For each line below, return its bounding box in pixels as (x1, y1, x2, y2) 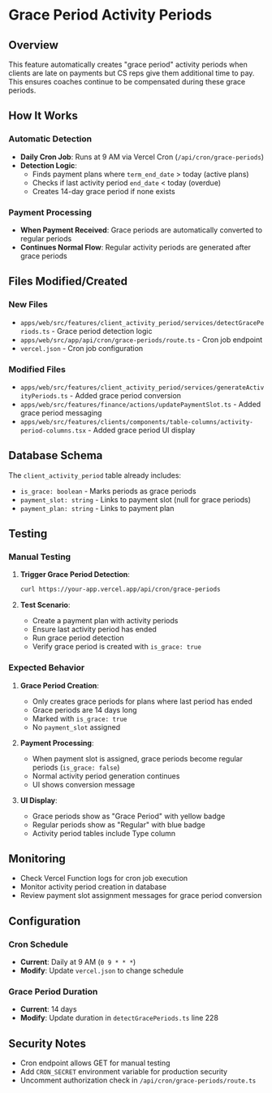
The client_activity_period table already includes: (8, 470, 181, 480)
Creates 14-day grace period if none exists (32, 186, 176, 196)
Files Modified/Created (8, 275, 128, 288)
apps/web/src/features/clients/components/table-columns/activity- (19, 418, 253, 426)
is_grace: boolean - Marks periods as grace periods (19, 486, 196, 496)
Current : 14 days (19, 1004, 77, 1014)
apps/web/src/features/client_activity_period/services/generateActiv (19, 384, 265, 392)
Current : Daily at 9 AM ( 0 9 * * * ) (19, 957, 136, 967)
